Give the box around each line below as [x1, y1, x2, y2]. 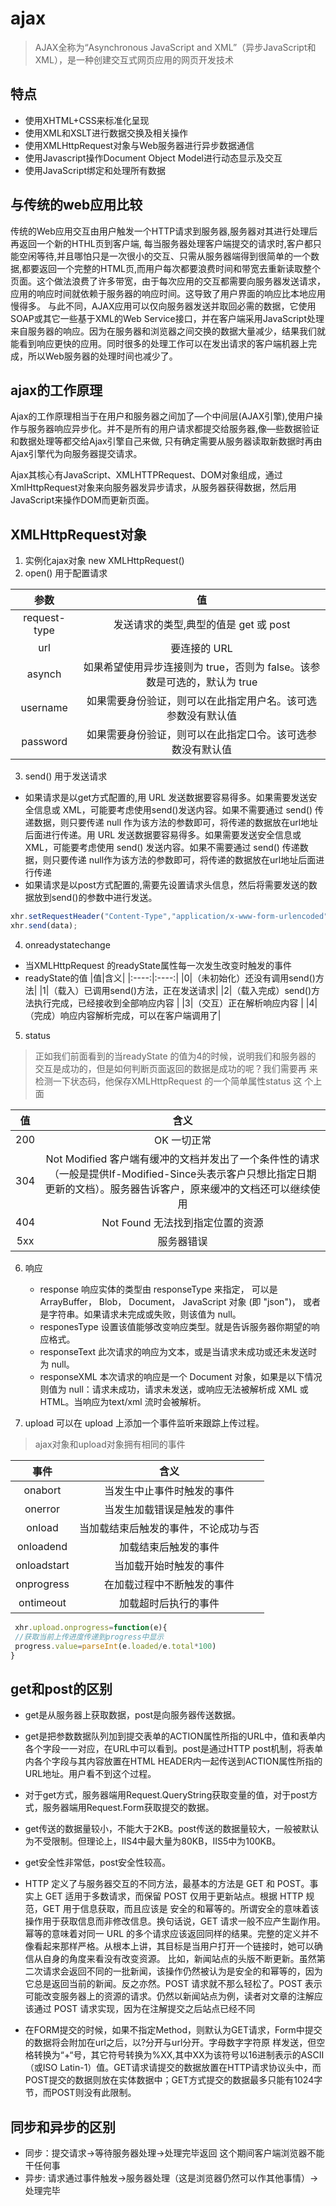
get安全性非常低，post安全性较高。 [24, 1857, 172, 1869]
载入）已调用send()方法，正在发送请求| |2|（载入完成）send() [57, 984, 312, 996]
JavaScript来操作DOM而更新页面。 [10, 494, 155, 506]
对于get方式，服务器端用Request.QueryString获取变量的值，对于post [24, 1789, 310, 1801]
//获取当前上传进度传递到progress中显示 [14, 1632, 165, 1642]
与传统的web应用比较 [10, 197, 143, 214]
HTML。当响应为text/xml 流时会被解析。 [39, 1395, 207, 1407]
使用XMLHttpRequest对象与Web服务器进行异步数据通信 [24, 139, 255, 151]
